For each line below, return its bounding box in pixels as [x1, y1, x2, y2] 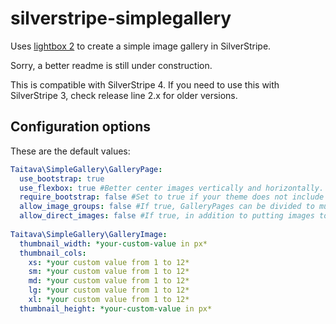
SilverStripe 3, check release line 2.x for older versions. [10, 89, 238, 101]
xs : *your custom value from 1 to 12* [28, 257, 190, 267]
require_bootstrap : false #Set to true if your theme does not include [19, 192, 325, 202]
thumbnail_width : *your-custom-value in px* [19, 238, 208, 249]
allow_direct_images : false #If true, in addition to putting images [19, 211, 315, 221]
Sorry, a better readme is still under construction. [10, 59, 213, 71]
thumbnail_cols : [19, 248, 87, 258]
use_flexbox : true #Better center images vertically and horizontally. [19, 183, 325, 193]
